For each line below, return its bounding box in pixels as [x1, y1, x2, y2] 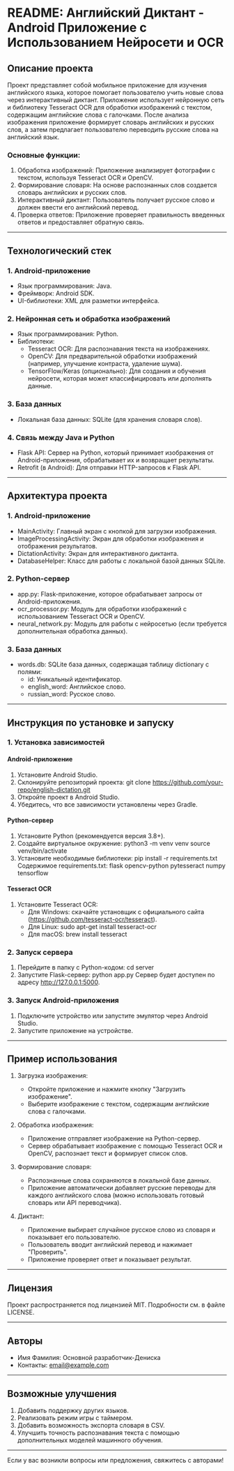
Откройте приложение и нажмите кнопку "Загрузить [27, 1085, 186, 1094]
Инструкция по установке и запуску [7, 717, 174, 729]
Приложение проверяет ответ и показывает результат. [27, 1255, 192, 1264]
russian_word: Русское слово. [27, 690, 116, 698]
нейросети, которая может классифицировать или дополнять [27, 374, 212, 383]
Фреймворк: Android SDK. [17, 288, 95, 298]
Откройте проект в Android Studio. [17, 793, 120, 801]
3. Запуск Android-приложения [7, 995, 120, 1005]
